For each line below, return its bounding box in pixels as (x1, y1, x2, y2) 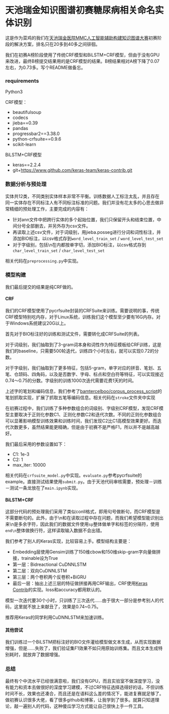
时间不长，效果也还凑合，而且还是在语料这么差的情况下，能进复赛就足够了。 (5, 690, 164, 696)
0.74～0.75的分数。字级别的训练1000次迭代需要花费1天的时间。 (5, 377, 137, 383)
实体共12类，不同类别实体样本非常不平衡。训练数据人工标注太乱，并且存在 (5, 193, 160, 199)
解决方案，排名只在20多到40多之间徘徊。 (14, 41, 101, 47)
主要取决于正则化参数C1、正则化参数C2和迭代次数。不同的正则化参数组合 (9, 412, 162, 418)
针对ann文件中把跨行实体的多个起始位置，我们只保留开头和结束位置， (12, 216, 157, 222)
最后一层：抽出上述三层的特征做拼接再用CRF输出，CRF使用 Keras (12, 580, 148, 587)
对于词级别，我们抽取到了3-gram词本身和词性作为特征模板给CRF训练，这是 (5, 342, 162, 348)
